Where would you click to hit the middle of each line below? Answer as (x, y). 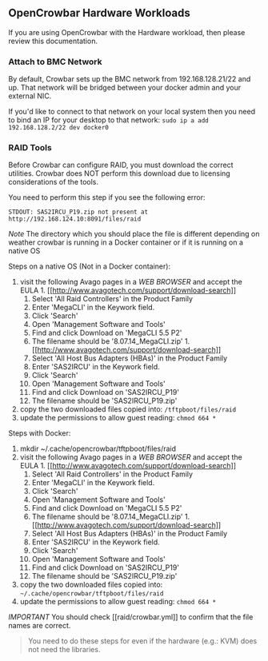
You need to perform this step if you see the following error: (107, 197)
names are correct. (40, 626)
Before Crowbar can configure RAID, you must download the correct (121, 165)
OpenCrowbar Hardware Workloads (99, 13)
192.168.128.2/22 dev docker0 (59, 128)
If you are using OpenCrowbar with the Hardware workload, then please (127, 32)
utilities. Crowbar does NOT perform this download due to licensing (119, 173)
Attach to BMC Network (55, 62)
